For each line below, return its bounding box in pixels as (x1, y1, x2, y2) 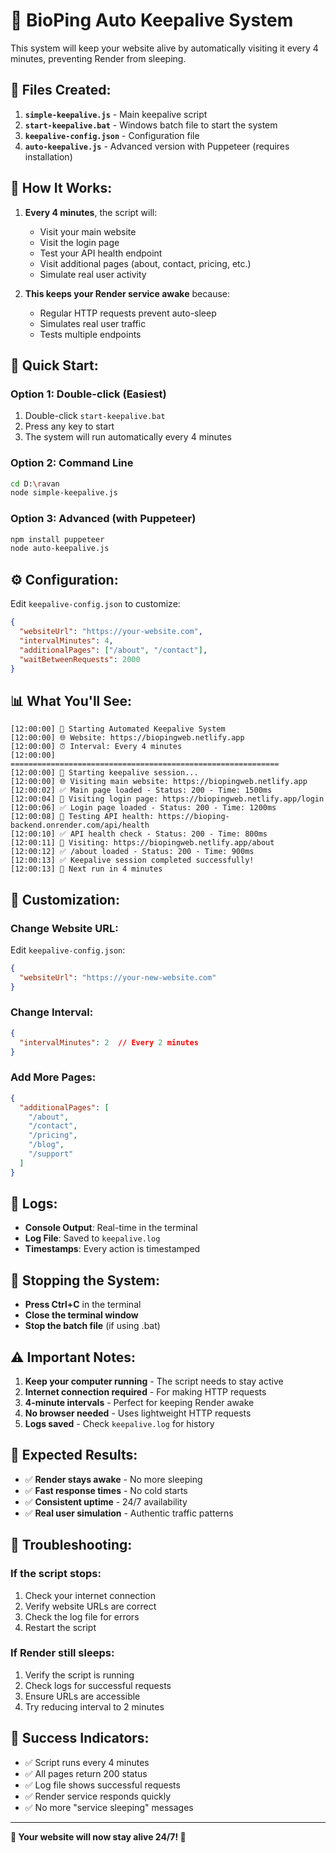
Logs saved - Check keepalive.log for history (24, 1418, 215, 1430)
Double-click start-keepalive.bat (24, 410, 166, 422)
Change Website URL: (10, 921, 119, 935)
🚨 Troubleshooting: (10, 1537, 133, 1554)
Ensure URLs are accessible (24, 1690, 141, 1702)
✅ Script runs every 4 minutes (24, 1756, 150, 1768)
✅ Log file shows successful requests (24, 1779, 181, 1791)
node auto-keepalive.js (10, 544, 110, 554)
